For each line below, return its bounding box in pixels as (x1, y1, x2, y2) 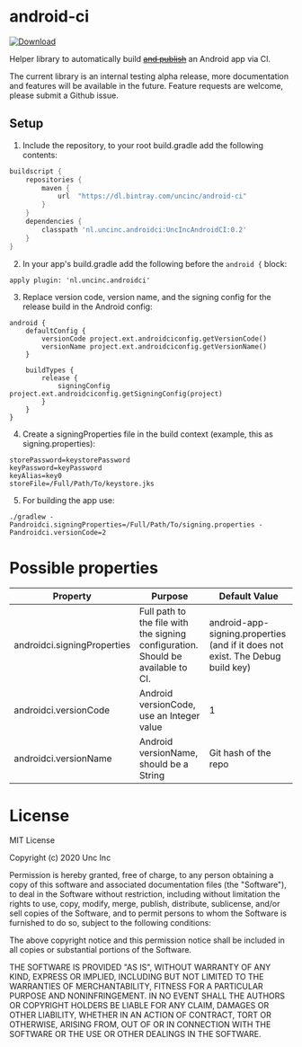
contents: (22, 149, 58, 160)
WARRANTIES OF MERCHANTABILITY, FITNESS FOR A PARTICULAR (9, 981, 263, 992)
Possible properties (9, 557, 159, 578)
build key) (209, 661, 252, 674)
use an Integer (138, 710, 200, 723)
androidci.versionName (13, 752, 112, 765)
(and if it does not (209, 639, 284, 652)
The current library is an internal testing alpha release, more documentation (9, 70, 289, 82)
